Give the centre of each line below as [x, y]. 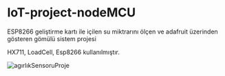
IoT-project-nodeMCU [72, 13]
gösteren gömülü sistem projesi [52, 38]
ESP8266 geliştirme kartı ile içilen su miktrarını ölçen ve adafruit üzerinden [112, 31]
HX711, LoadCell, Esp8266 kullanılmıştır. [64, 52]
